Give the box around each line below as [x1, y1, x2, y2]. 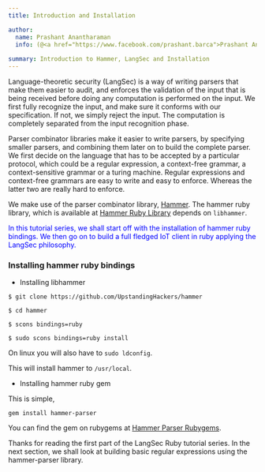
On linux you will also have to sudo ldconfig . [8, 348, 153, 358]
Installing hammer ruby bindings [8, 260, 136, 271]
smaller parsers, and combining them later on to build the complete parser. [8, 143, 251, 152]
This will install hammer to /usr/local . [8, 364, 132, 373]
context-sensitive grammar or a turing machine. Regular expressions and [8, 167, 245, 177]
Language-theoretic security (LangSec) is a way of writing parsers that [8, 77, 239, 86]
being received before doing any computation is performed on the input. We [8, 94, 256, 103]
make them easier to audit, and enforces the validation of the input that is [8, 85, 246, 95]
